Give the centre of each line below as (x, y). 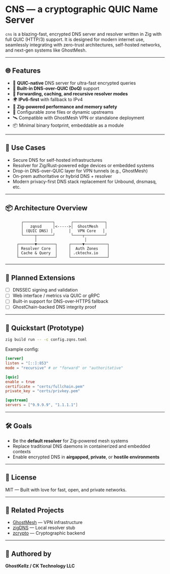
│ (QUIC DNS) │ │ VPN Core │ (63, 231)
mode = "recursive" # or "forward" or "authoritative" (64, 368)
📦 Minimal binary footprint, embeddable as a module (68, 125)
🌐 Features (23, 71)
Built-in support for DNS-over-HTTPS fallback (60, 301)
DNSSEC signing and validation (45, 290)
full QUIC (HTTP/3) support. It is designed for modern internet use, (75, 39)
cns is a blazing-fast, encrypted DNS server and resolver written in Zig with (83, 34)
